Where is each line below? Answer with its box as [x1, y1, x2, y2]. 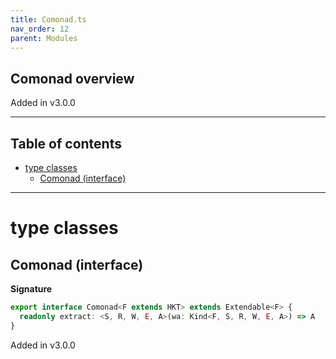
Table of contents [10, 135, 122, 152]
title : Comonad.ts [10, 14, 87, 25]
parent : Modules [10, 33, 78, 43]
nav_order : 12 [10, 24, 70, 34]
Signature [10, 283, 53, 295]
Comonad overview [10, 70, 135, 87]
